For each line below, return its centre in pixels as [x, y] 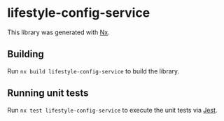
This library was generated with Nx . [58, 32]
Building [26, 54]
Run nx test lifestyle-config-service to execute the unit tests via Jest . [112, 110]
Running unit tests [48, 93]
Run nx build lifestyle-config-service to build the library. [93, 71]
